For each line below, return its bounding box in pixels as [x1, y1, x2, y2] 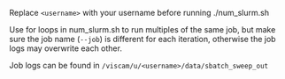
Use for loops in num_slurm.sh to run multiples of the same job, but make [9, 25, 276, 34]
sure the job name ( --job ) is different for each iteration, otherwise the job [9, 34, 276, 44]
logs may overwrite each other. [9, 43, 122, 54]
